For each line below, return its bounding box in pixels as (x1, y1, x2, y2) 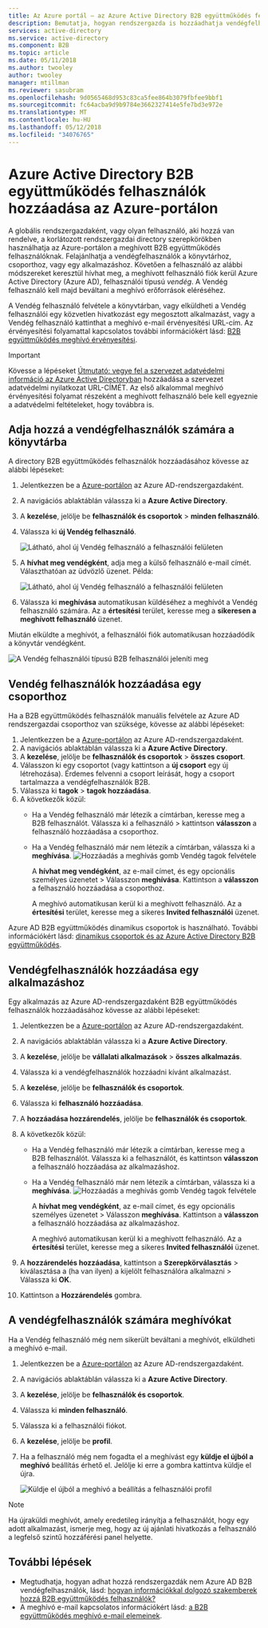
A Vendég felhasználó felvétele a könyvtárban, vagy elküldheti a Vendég (8, 301, 246, 310)
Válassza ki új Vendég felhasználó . (19, 527, 137, 537)
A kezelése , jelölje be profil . (19, 1436, 113, 1446)
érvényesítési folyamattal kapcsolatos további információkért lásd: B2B (8, 326, 241, 336)
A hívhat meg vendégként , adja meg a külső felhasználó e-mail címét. (19, 558, 251, 568)
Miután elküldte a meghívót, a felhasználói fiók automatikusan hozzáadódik (8, 630, 255, 640)
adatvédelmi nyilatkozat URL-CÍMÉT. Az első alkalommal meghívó (8, 382, 224, 392)
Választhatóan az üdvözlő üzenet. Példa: (19, 566, 154, 576)
